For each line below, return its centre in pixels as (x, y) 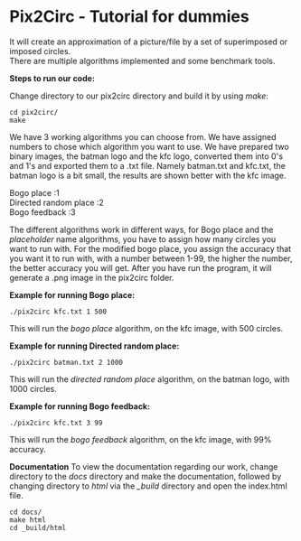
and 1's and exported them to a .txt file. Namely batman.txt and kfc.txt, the (148, 165)
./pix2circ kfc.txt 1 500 (58, 312)
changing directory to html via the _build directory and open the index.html (148, 486)
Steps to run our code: (52, 78)
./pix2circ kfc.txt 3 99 (56, 423)
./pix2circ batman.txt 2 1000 (66, 362)
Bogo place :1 (35, 192)
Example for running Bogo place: (72, 294)
